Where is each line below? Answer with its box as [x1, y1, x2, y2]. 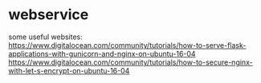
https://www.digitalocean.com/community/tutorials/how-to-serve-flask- [8, 40, 247, 49]
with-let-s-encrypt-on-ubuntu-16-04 [8, 65, 130, 75]
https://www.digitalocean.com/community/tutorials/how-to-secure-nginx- [8, 57, 253, 67]
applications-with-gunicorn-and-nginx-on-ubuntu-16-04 [8, 49, 196, 58]
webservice [8, 6, 89, 24]
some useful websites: [8, 32, 83, 41]
